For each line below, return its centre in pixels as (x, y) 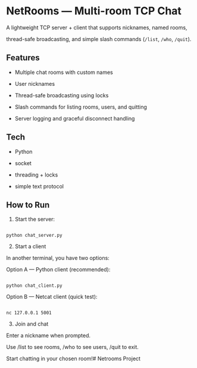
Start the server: (35, 219)
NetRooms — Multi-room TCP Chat (94, 11)
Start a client (30, 246)
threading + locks (36, 175)
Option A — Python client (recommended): (58, 270)
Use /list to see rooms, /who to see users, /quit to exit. (72, 347)
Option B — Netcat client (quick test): (52, 297)
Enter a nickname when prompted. (49, 336)
